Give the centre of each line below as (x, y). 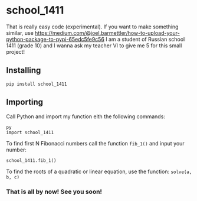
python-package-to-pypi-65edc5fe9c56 (55, 39)
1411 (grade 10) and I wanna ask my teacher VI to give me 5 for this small (94, 46)
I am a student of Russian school (145, 39)
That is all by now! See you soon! (54, 192)
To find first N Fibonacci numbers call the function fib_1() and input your (95, 143)
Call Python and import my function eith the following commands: (86, 116)
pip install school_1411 (37, 84)
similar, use (20, 33)
